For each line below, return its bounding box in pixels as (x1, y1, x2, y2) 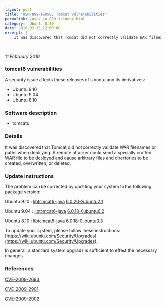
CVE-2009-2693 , (5, 276, 41, 283)
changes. (5, 252, 24, 258)
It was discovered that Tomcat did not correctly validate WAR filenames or (5, 144, 156, 150)
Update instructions (5, 172, 54, 179)
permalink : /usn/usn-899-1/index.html (5, 16, 85, 21)
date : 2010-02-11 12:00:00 (5, 26, 61, 31)
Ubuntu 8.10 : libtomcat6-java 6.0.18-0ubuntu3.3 (5, 218, 103, 224)
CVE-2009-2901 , (5, 286, 40, 292)
